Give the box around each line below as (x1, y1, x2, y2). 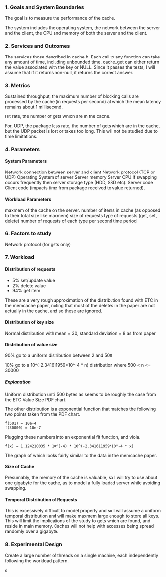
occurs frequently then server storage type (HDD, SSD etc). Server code (5, 180, 153, 186)
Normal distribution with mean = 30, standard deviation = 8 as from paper (5, 330, 156, 336)
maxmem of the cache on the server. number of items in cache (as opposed (5, 207, 161, 213)
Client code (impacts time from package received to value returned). (5, 185, 145, 191)
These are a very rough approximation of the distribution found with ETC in (5, 297, 158, 303)
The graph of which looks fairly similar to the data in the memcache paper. (5, 453, 157, 459)
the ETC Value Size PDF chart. (5, 397, 67, 403)
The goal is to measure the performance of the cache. (5, 15, 115, 21)
